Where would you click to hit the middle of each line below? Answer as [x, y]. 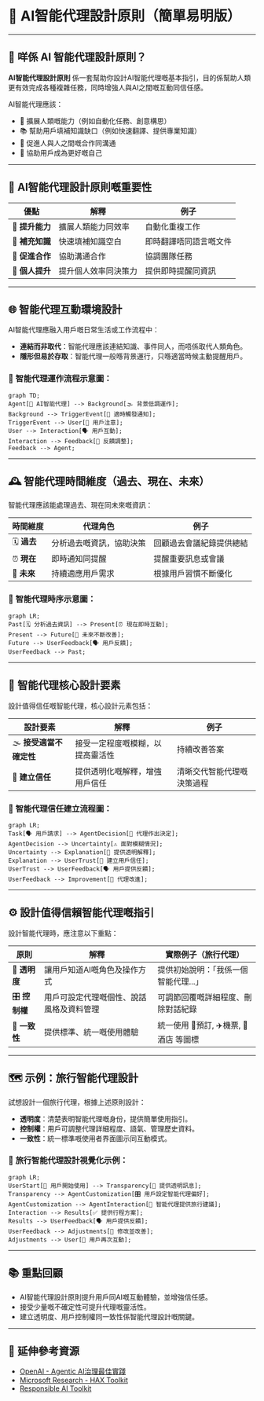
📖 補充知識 [31, 241]
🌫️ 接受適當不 [37, 742]
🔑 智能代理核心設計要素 [64, 686]
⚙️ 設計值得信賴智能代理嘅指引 [81, 913]
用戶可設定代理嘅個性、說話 [95, 997]
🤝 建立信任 [31, 777]
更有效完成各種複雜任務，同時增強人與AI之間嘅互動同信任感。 [108, 87]
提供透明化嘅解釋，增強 [119, 771]
